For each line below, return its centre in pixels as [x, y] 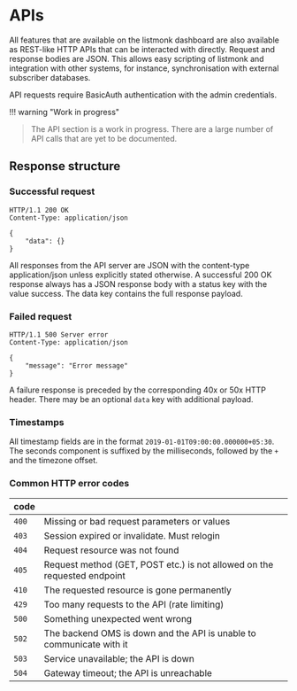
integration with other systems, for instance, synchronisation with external [144, 68]
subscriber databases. [50, 77]
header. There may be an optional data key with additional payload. [131, 399]
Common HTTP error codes [69, 484]
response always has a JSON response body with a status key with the [138, 283]
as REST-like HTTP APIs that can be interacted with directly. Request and [142, 49]
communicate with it [86, 644]
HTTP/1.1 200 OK [39, 210]
